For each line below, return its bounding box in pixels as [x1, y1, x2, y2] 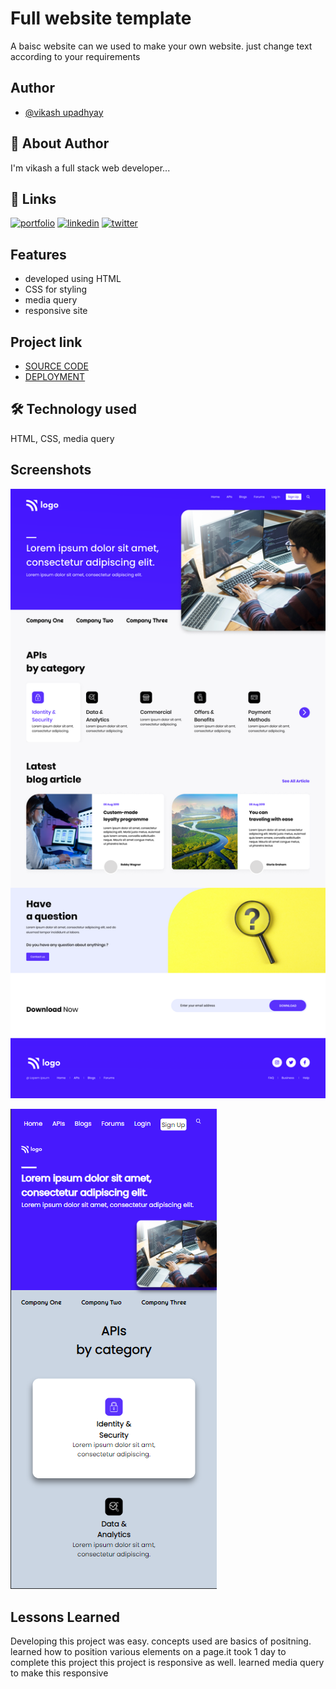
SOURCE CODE [24, 360, 89, 372]
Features [10, 246, 67, 263]
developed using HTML [24, 273, 122, 285]
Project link [10, 333, 83, 351]
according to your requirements [10, 50, 141, 62]
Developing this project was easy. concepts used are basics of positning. [10, 1635, 312, 1647]
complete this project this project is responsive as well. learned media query [10, 1657, 325, 1669]
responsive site [24, 305, 88, 317]
